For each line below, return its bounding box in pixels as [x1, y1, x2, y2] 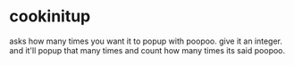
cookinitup [9, 6, 91, 27]
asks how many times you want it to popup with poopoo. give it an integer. [9, 36, 283, 46]
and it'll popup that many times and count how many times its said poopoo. [9, 45, 286, 55]
